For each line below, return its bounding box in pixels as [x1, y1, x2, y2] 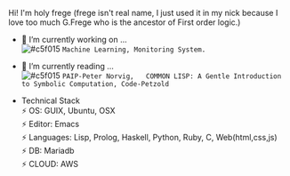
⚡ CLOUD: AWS [20, 159, 79, 169]
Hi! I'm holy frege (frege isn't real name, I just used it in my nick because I [8, 8, 278, 18]
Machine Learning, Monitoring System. [61, 45, 206, 54]
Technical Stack [20, 95, 81, 106]
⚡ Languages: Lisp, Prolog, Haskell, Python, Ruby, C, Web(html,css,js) [20, 132, 278, 142]
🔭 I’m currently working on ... [20, 35, 127, 44]
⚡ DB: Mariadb [20, 146, 75, 156]
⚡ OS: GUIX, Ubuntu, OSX [20, 106, 117, 116]
